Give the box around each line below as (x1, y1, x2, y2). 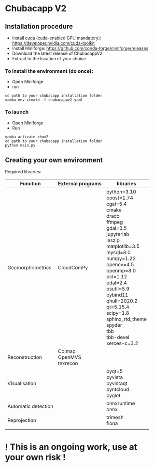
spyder (106, 322, 122, 329)
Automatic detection (7, 403, 54, 410)
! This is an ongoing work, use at (5, 441, 138, 452)
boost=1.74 (106, 194, 134, 201)
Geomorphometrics (7, 264, 52, 271)
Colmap (57, 348, 76, 354)
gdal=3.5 (106, 225, 127, 232)
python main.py (5, 143, 36, 148)
